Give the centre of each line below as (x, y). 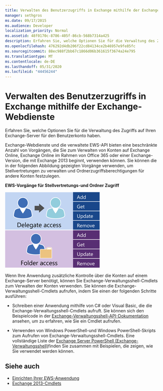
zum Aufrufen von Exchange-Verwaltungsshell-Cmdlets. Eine (73, 336)
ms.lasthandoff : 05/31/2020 (33, 67)
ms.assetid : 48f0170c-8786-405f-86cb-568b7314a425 (57, 36)
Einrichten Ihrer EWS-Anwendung (46, 378)
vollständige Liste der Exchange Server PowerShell (63, 341)
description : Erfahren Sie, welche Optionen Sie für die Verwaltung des (80, 41)
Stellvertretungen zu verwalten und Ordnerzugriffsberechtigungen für (75, 171)
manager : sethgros (24, 15)
